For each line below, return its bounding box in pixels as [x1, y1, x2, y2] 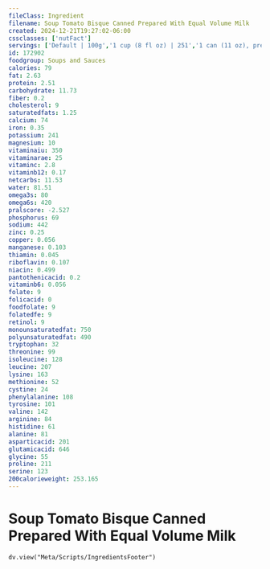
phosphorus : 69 [8, 214, 59, 222]
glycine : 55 [8, 452, 48, 461]
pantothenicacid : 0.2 [8, 273, 81, 281]
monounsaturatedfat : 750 [8, 325, 92, 334]
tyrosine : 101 [8, 400, 56, 408]
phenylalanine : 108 [8, 393, 74, 401]
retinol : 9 [8, 318, 45, 326]
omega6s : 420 [8, 199, 52, 207]
